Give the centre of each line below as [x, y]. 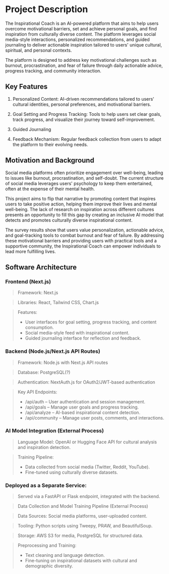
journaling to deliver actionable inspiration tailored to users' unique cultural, [84, 45]
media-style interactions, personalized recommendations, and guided [77, 39]
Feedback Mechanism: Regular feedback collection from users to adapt [87, 139]
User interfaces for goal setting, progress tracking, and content [91, 322]
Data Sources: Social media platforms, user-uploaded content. [82, 516]
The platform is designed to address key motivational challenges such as [81, 60]
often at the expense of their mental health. [50, 189]
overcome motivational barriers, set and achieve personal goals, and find [81, 28]
